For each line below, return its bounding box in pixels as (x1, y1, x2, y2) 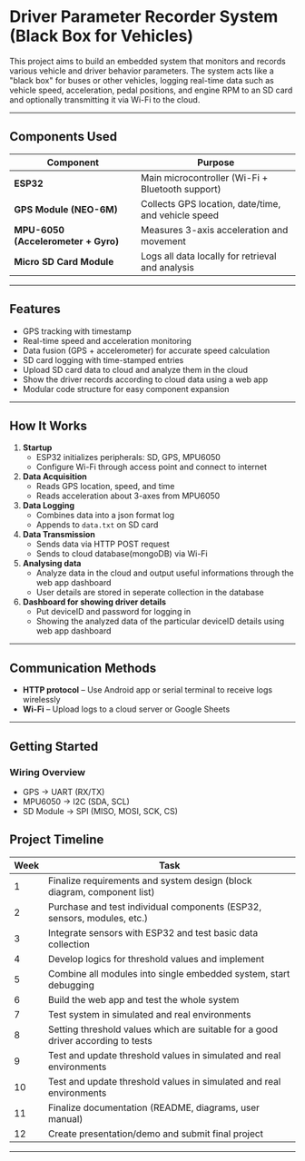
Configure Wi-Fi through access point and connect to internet (35, 461, 268, 473)
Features (9, 301, 61, 317)
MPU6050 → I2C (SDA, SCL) (22, 796, 130, 807)
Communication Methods (9, 660, 157, 675)
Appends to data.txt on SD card (35, 519, 159, 530)
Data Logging (22, 500, 75, 511)
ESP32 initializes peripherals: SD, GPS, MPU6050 (35, 452, 221, 463)
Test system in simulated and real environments (48, 1008, 251, 1020)
